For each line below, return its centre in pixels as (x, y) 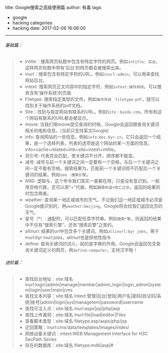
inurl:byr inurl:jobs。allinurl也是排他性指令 (68, 237)
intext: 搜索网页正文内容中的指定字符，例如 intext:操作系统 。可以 (91, 86)
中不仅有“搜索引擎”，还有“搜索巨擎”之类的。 (70, 225)
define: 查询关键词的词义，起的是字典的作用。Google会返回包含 (90, 244)
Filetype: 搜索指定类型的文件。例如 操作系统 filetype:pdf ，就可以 (92, 99)
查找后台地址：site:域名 (49, 279)
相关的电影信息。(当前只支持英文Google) (67, 131)
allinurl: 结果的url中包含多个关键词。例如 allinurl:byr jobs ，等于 (92, 231)
